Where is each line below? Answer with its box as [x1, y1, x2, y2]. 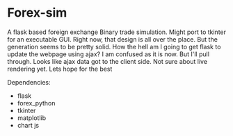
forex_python [17, 99, 56, 107]
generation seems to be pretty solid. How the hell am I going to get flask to [7, 42, 221, 51]
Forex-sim [7, 5, 67, 21]
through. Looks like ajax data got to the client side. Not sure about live [7, 57, 207, 65]
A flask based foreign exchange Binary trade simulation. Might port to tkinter [7, 28, 227, 36]
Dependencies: [7, 78, 51, 86]
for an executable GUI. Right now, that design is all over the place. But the [7, 35, 218, 43]
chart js [17, 121, 40, 129]
